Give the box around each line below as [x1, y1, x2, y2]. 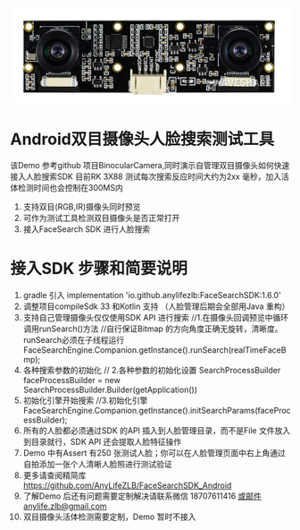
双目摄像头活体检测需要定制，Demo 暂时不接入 [22, 511, 196, 522]
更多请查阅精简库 [22, 470, 87, 481]
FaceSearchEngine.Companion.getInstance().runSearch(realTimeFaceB [22, 345, 287, 355]
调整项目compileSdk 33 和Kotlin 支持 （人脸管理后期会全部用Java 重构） [22, 301, 290, 312]
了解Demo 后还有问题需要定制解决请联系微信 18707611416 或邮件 [22, 491, 262, 501]
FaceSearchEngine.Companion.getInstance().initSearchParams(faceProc [22, 406, 291, 416]
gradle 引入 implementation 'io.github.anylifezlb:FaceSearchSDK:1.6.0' [22, 290, 282, 301]
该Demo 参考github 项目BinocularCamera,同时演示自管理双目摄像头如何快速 [10, 160, 290, 171]
